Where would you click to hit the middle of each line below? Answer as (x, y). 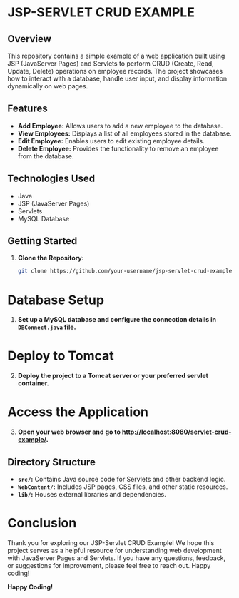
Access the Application (78, 412)
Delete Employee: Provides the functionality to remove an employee (118, 148)
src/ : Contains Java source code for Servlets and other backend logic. (122, 479)
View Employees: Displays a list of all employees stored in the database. (124, 133)
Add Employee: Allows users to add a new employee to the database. (120, 126)
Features (27, 109)
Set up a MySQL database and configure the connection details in (117, 320)
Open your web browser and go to (69, 432)
